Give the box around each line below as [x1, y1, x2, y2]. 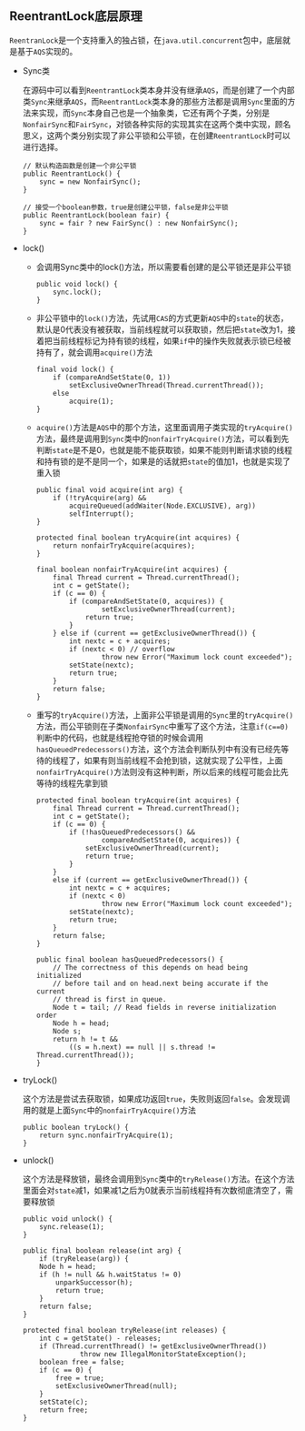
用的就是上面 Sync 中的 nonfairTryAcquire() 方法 [22, 1104, 197, 1115]
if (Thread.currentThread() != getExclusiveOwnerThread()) [39, 1341, 268, 1351]
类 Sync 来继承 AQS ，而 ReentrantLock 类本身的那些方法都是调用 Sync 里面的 [22, 96, 288, 106]
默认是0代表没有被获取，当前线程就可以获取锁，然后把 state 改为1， [35, 324, 288, 335]
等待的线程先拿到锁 [35, 777, 109, 789]
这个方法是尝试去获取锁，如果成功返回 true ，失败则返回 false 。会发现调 [22, 1093, 290, 1103]
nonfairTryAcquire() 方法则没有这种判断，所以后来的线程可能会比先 [35, 766, 289, 777]
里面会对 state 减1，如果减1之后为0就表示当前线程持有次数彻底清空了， [22, 1184, 286, 1195]
